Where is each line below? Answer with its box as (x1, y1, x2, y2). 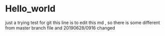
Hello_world (5, 3, 56, 14)
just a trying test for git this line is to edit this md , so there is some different (5, 19, 161, 25)
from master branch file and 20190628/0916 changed (5, 24, 116, 30)
